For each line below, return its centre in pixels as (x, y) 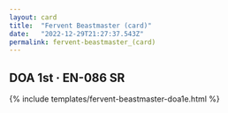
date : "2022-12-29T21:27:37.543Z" (76, 34)
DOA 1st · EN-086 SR (67, 77)
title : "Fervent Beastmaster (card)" (80, 26)
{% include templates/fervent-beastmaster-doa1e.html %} (115, 99)
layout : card (33, 17)
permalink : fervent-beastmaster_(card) (83, 42)
